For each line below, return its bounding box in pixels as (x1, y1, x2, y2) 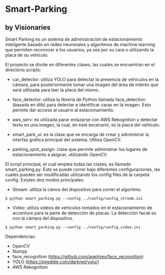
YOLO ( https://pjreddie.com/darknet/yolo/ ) (12, 259, 100, 265)
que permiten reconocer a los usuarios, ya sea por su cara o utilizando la (5, 47, 154, 52)
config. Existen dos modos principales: (5, 177, 85, 183)
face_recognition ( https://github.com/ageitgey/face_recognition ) (12, 254, 144, 259)
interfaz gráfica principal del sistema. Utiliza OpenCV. (12, 137, 122, 142)
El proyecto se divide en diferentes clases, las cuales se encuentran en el (5, 62, 155, 67)
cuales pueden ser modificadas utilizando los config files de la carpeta (5, 172, 150, 178)
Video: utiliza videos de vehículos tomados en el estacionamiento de (12, 205, 153, 211)
